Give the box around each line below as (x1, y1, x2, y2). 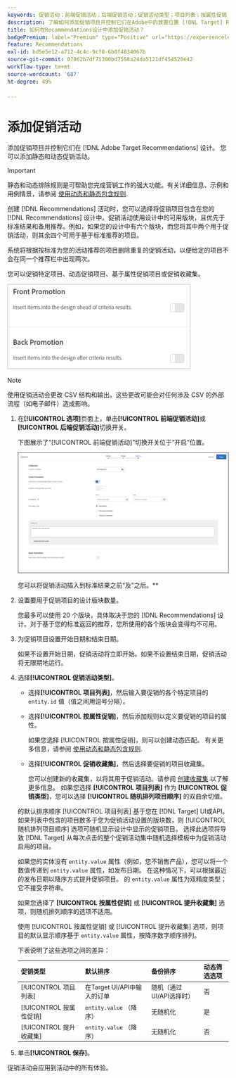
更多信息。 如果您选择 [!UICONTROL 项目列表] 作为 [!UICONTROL (27, 783, 220, 792)
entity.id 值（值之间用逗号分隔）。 (27, 697, 129, 705)
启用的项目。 (17, 842, 55, 851)
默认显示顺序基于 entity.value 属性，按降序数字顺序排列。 (29, 931, 201, 939)
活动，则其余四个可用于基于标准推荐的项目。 (13, 231, 143, 239)
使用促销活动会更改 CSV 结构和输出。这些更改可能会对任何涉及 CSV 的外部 (7, 391, 225, 399)
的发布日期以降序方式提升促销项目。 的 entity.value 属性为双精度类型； (17, 875, 227, 883)
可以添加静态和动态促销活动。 (7, 152, 93, 161)
